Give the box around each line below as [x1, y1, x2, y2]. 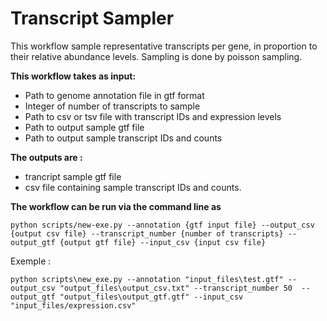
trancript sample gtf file [24, 170, 122, 182]
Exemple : [10, 255, 52, 267]
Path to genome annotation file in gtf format [24, 89, 205, 101]
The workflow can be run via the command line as [10, 200, 222, 212]
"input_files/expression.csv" [10, 300, 137, 311]
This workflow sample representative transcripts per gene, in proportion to [10, 40, 318, 52]
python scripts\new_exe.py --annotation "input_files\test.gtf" [10, 274, 284, 284]
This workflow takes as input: [10, 70, 137, 82]
